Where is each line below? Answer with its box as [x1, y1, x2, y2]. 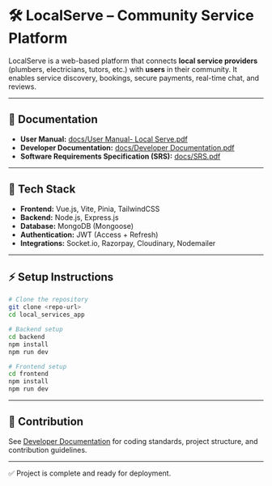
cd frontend [8, 370, 49, 378]
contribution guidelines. [8, 445, 87, 454]
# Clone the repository [8, 296, 89, 304]
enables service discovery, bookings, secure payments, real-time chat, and [8, 73, 260, 82]
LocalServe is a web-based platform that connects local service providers [8, 56, 258, 66]
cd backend [8, 332, 45, 340]
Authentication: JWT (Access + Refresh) [19, 230, 159, 239]
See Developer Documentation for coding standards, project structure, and [8, 436, 258, 446]
